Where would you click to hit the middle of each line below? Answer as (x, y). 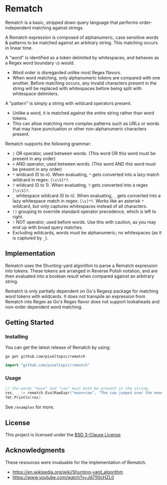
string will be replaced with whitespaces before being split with (77, 88)
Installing (17, 337)
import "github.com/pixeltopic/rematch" (48, 365)
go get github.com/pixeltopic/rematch (45, 357)
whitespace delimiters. (36, 94)
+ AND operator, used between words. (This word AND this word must (84, 164)
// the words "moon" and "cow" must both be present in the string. (78, 388)
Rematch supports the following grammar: (48, 144)
